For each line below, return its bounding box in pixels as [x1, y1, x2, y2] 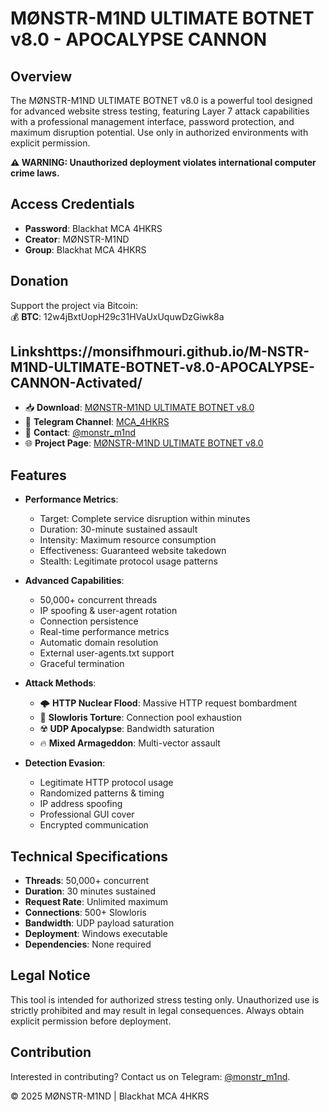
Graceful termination [39, 658, 125, 670]
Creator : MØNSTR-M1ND [24, 233, 130, 245]
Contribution [10, 1044, 92, 1061]
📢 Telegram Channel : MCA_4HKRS [24, 416, 170, 428]
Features [10, 467, 67, 484]
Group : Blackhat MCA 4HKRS [24, 243, 147, 256]
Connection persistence [39, 615, 139, 627]
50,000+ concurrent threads [39, 594, 158, 606]
